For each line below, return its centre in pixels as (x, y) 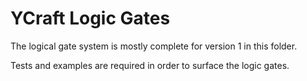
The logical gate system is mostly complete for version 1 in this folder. (154, 46)
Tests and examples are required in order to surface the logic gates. (150, 65)
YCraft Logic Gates (90, 18)
